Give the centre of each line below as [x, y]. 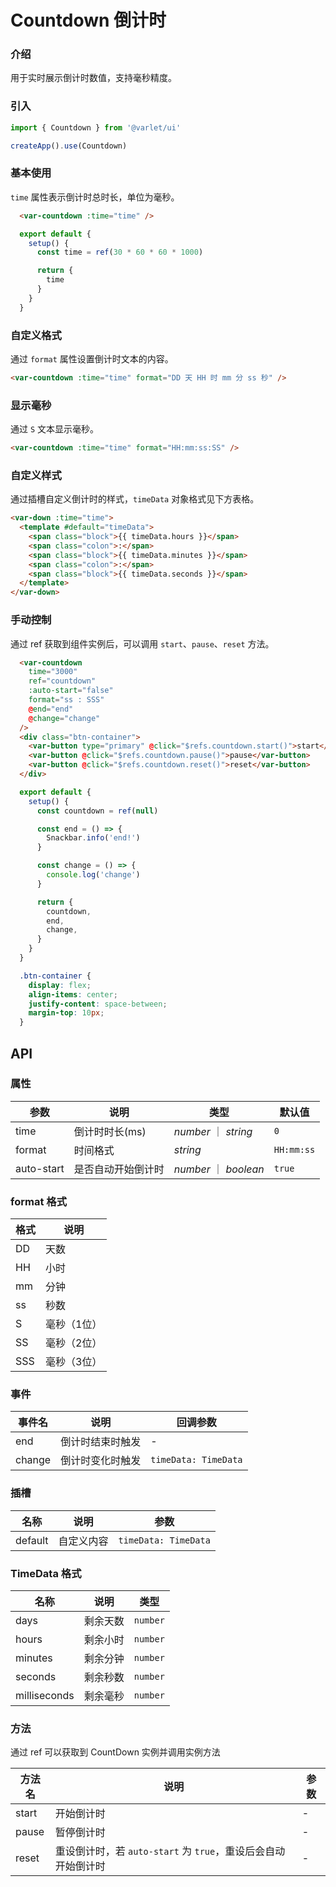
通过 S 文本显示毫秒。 [55, 429]
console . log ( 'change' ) [93, 875]
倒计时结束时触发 [101, 1442]
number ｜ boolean [219, 1169]
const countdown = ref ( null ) [97, 811]
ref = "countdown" [62, 681]
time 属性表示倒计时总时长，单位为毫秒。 [95, 197]
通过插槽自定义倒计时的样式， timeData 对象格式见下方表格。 [135, 499]
